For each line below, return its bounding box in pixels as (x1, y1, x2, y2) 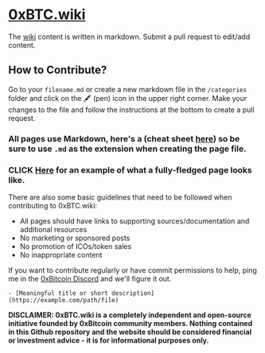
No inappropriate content (19, 250, 103, 259)
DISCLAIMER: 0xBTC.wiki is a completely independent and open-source (8, 310, 252, 320)
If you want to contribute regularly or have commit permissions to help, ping (8, 265, 257, 275)
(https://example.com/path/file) (8, 296, 119, 304)
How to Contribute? (8, 64, 107, 77)
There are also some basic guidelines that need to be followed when (8, 192, 232, 202)
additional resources (19, 224, 88, 234)
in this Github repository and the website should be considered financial (8, 327, 252, 336)
